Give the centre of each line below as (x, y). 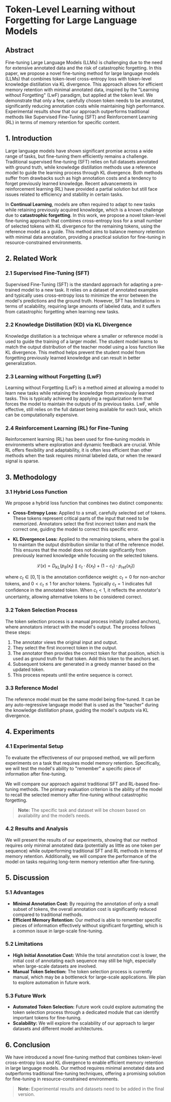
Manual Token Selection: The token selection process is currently (82, 971)
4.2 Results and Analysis (37, 829)
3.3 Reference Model (32, 688)
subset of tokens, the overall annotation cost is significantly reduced (84, 909)
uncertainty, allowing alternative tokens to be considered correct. (74, 597)
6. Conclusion (28, 1045)
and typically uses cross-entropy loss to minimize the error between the (81, 295)
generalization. (21, 363)
